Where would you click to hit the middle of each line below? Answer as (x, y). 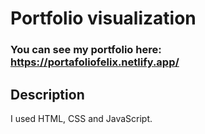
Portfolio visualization (103, 18)
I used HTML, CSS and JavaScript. (81, 118)
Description (47, 94)
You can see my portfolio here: (86, 50)
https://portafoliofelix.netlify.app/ (95, 62)
